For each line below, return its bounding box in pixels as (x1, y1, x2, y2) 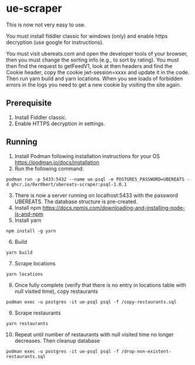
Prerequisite (6, 98, 52, 108)
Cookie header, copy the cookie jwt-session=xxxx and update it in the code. (6, 69, 190, 76)
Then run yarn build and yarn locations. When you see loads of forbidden (6, 75, 183, 82)
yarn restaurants (6, 320, 49, 326)
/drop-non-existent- (121, 348, 172, 354)
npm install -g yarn (6, 228, 57, 234)
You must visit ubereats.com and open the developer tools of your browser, (6, 50, 188, 57)
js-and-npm (14, 210, 44, 217)
